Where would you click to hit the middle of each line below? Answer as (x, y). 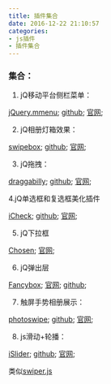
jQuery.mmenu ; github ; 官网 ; (56, 112)
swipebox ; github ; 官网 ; (47, 147)
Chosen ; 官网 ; (32, 250)
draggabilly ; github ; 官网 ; (50, 181)
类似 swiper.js (30, 371)
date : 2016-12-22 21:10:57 (54, 24)
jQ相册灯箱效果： (49, 130)
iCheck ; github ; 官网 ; (43, 216)
